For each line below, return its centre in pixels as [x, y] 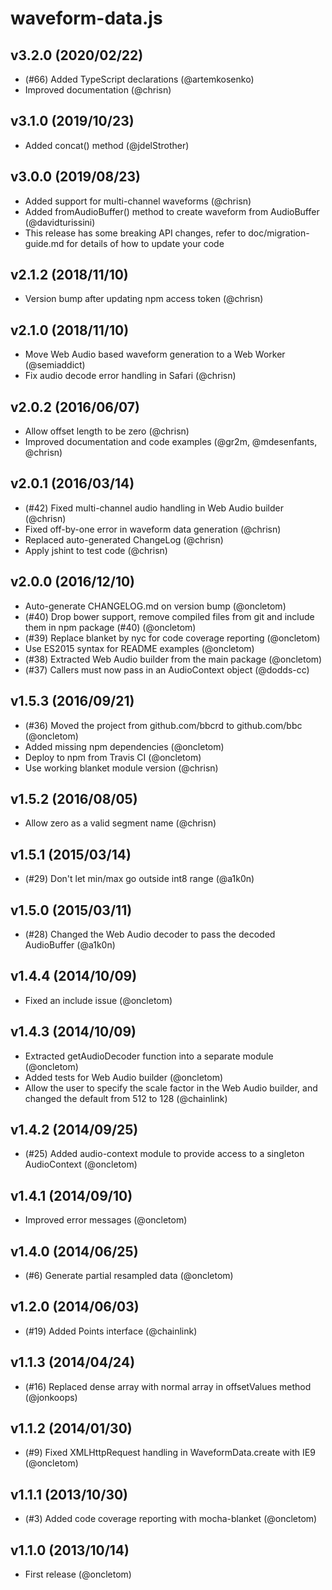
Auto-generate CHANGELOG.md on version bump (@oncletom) [155, 606]
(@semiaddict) [55, 365]
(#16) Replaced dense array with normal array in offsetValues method [168, 1386]
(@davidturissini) [60, 222]
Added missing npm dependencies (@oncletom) [124, 746]
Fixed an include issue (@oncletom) [98, 1000]
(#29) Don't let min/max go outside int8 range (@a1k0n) [139, 879]
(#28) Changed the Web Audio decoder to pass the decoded [150, 934]
